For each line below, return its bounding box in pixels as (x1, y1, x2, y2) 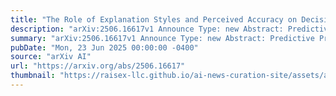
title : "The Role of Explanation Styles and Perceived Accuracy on (10, 14, 298, 25)
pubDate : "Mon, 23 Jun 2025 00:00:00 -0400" (10, 42, 199, 53)
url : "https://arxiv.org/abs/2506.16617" (10, 61, 186, 71)
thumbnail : (10, 71, 56, 81)
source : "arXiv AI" (10, 52, 92, 62)
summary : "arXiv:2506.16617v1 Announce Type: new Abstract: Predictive (10, 33, 315, 43)
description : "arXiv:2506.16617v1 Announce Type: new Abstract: (10, 24, 284, 34)
